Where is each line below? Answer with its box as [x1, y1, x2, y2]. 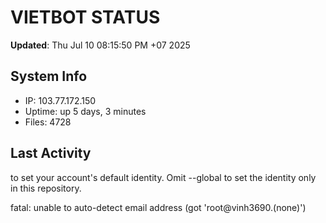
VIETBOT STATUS [10, 6, 161, 29]
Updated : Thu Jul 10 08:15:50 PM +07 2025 [10, 39, 191, 51]
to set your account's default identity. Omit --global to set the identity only [10, 171, 317, 183]
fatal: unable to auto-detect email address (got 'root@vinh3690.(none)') [10, 201, 307, 213]
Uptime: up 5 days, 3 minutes [24, 105, 147, 117]
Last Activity [10, 145, 92, 162]
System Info [10, 68, 88, 85]
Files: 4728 [24, 116, 72, 128]
